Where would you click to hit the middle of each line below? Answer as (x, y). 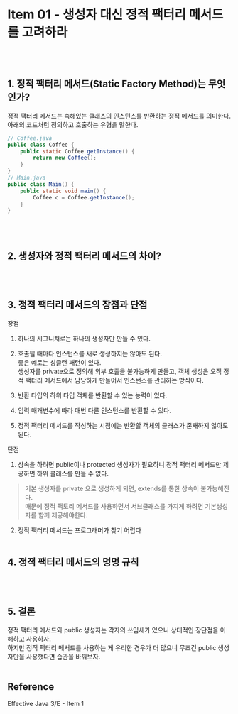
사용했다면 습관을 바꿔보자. (63, 657)
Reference (31, 687)
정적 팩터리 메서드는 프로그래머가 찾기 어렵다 (80, 530)
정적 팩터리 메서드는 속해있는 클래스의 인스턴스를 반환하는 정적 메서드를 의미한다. (119, 116)
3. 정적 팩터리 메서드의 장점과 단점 (77, 305)
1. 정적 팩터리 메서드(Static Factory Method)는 (107, 84)
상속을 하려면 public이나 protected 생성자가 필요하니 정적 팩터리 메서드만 (119, 464)
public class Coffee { (41, 145)
